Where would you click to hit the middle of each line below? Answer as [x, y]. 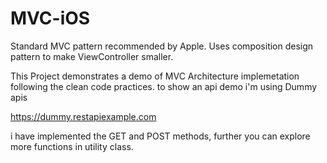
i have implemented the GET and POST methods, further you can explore [160, 136]
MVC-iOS [50, 18]
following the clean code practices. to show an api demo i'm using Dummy [164, 86]
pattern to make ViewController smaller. [92, 56]
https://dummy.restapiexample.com [83, 116]
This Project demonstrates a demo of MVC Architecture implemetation [155, 76]
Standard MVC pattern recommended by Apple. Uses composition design [162, 46]
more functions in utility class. [72, 146]
